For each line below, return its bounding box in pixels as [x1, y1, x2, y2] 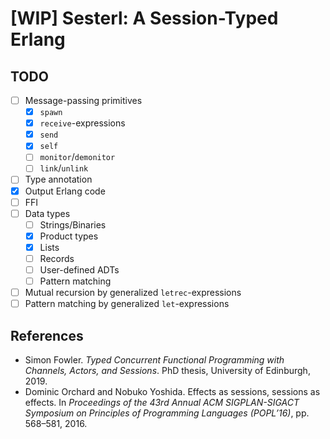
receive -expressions [39, 117, 126, 129]
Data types [24, 207, 71, 219]
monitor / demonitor [39, 151, 116, 163]
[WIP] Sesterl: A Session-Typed [10, 7, 279, 30]
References [10, 327, 84, 344]
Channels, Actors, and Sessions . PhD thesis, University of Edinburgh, [24, 365, 311, 376]
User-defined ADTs [39, 263, 120, 276]
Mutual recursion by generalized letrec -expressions [24, 287, 242, 299]
